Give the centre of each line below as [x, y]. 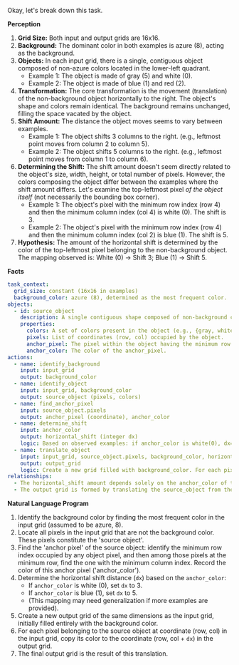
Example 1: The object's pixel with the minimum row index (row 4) [124, 205]
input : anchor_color [51, 431]
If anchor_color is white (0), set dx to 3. [85, 585]
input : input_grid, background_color [76, 391]
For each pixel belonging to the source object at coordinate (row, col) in [122, 631]
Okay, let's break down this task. [55, 10]
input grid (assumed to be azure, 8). [70, 525]
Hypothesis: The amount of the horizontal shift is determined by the [118, 242]
